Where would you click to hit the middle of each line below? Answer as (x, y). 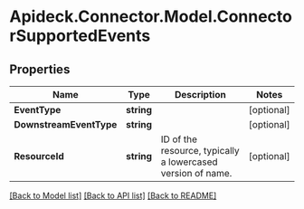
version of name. (196, 173)
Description (200, 95)
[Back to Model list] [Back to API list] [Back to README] (113, 195)
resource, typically (200, 151)
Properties (40, 69)
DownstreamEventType (66, 124)
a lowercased (190, 162)
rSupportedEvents (80, 36)
